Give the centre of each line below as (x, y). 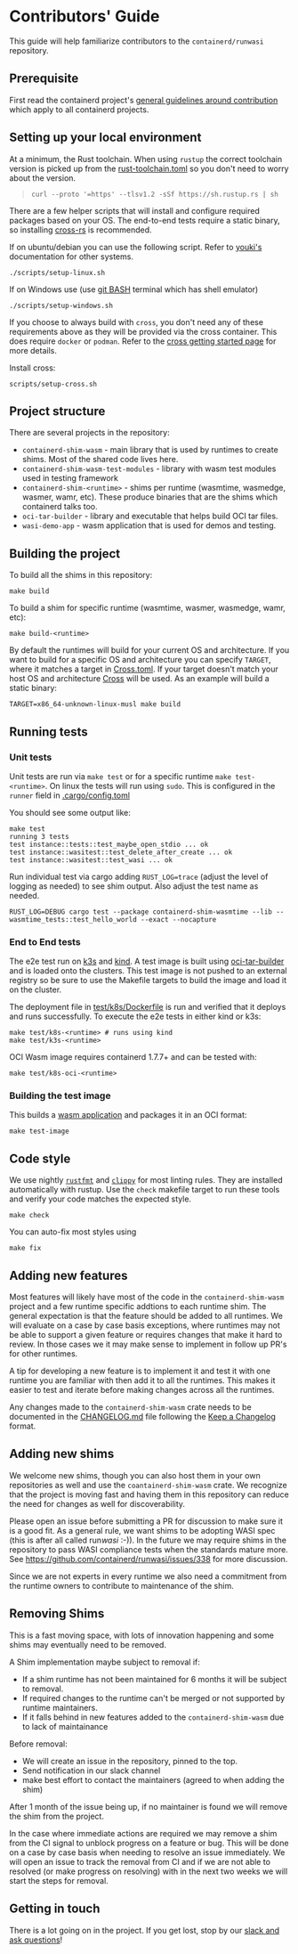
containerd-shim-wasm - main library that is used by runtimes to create (150, 450)
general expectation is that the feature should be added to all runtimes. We (146, 1316)
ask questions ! (36, 1940)
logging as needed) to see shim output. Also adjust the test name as (134, 886)
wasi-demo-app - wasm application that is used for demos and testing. (149, 525)
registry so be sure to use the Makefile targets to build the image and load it (148, 981)
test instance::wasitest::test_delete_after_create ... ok (121, 852)
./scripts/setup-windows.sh (61, 305)
